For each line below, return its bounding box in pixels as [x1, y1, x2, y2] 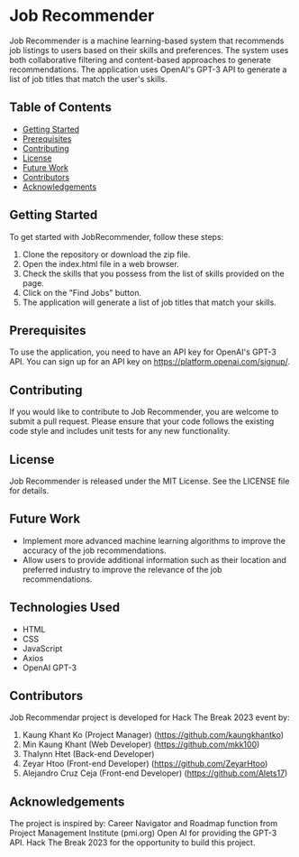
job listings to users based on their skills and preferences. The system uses [9, 44, 289, 55]
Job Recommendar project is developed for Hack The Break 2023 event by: [9, 712, 290, 723]
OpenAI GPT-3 [22, 662, 77, 673]
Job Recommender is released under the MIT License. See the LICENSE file [9, 475, 290, 486]
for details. [9, 485, 50, 496]
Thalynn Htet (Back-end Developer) [22, 749, 155, 760]
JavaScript [22, 642, 63, 654]
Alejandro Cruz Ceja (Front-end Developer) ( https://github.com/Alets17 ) [22, 768, 288, 779]
